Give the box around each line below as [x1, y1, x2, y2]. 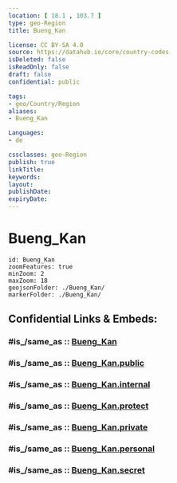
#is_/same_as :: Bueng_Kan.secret [8, 464, 145, 475]
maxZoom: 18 [8, 277, 48, 285]
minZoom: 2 [8, 269, 45, 277]
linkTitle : [8, 165, 45, 174]
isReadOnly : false [8, 63, 69, 72]
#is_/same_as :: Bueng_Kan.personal [8, 443, 155, 454]
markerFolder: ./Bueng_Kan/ [8, 290, 102, 299]
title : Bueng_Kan [8, 26, 66, 34]
